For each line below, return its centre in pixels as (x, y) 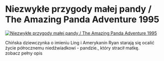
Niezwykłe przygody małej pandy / (78, 9)
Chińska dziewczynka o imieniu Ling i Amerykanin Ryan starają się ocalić (80, 42)
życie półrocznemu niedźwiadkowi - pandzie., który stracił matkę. (72, 48)
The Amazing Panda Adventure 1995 (82, 19)
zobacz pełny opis (24, 53)
